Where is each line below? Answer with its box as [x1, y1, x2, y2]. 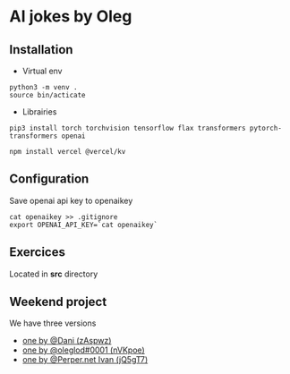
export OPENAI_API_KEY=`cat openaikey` [9, 220, 158, 229]
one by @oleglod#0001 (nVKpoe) [21, 344, 145, 355]
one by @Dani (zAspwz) [21, 336, 112, 346]
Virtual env [21, 65, 63, 76]
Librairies [21, 106, 57, 117]
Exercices [9, 244, 65, 260]
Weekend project [9, 294, 107, 310]
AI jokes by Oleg [9, 6, 132, 27]
